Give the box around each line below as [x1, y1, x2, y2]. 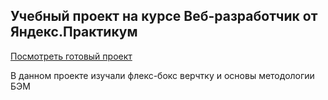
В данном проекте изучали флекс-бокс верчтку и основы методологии [10, 69, 315, 81]
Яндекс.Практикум [10, 24, 138, 41]
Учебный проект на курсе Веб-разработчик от [10, 8, 318, 25]
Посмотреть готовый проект [10, 50, 133, 62]
